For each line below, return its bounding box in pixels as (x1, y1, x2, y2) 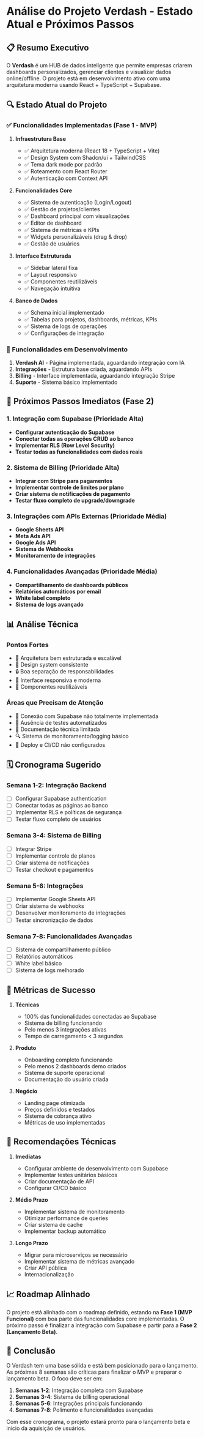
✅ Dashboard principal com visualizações (24, 212, 130, 220)
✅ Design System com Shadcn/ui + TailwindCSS (24, 154, 147, 161)
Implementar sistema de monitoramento (24, 1208, 125, 1215)
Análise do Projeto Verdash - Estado (6, 4, 194, 18)
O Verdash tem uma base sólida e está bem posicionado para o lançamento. (6, 1362, 199, 1369)
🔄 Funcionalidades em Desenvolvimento (6, 345, 128, 353)
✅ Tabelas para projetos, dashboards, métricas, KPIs (24, 315, 158, 323)
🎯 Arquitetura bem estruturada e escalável (15, 654, 122, 662)
